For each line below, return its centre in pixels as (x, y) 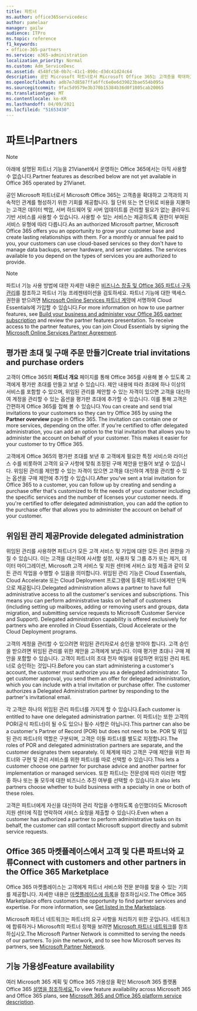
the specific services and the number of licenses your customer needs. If (94, 497)
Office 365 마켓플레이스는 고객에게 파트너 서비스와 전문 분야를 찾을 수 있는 (91, 887)
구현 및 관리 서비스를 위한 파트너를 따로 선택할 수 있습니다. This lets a (100, 759)
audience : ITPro (26, 33)
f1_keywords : (22, 45)
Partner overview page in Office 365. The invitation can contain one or (92, 419)
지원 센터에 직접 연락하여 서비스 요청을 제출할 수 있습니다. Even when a (87, 812)
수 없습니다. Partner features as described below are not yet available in (91, 176)
